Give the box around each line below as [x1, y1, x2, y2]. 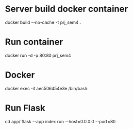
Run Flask [5, 103, 46, 113]
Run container [5, 36, 63, 48]
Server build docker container [5, 3, 128, 15]
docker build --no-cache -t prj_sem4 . [5, 19, 81, 25]
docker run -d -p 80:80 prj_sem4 [5, 52, 71, 58]
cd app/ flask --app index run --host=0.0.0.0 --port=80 [5, 118, 116, 124]
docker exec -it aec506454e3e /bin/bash [5, 85, 88, 91]
